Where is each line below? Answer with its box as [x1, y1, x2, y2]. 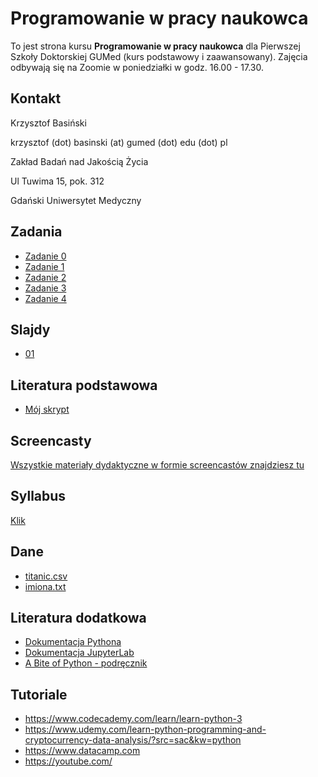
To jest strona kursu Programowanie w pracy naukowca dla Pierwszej [10, 40, 301, 52]
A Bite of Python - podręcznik [24, 657, 148, 669]
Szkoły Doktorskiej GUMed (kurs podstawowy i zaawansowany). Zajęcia [10, 50, 308, 62]
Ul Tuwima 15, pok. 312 [10, 175, 105, 187]
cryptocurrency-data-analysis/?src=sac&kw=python [24, 734, 242, 746]
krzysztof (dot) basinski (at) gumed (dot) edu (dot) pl [10, 136, 228, 148]
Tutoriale [10, 686, 68, 703]
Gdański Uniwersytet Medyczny [10, 194, 142, 206]
